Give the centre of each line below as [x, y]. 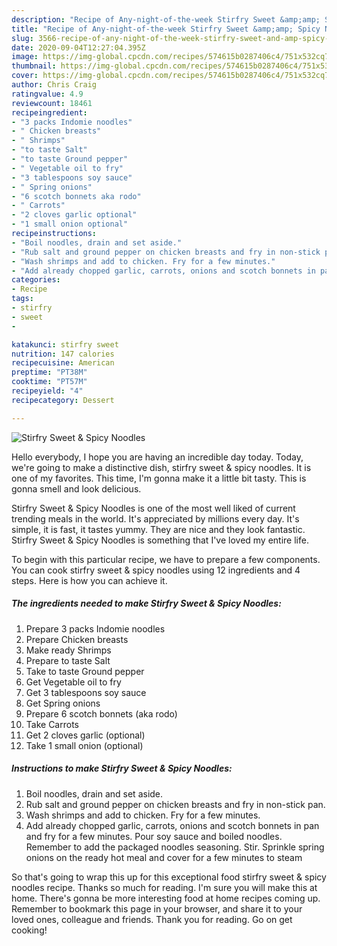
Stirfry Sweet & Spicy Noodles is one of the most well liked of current [153, 508]
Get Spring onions [63, 703]
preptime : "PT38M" [49, 372]
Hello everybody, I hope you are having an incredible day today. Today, [157, 457]
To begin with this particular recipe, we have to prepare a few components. [166, 559]
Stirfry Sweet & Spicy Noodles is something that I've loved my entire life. [160, 540]
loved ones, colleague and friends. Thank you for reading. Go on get [152, 919]
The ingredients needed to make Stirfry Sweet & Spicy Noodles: [146, 603]
